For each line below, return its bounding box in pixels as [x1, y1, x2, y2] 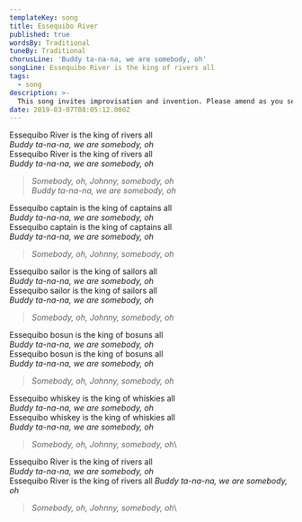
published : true [9, 30, 70, 39]
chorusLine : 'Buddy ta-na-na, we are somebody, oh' [9, 55, 207, 64]
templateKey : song [9, 13, 78, 22]
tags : [9, 72, 30, 81]
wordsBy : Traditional [9, 38, 91, 48]
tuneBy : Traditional [9, 47, 87, 56]
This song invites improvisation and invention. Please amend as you [17, 96, 283, 106]
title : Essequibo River [9, 22, 99, 31]
